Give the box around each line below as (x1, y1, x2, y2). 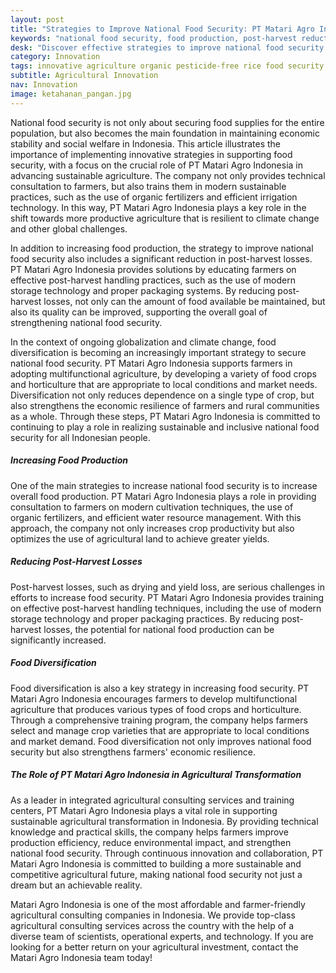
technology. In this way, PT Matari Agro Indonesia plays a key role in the (10, 201, 307, 213)
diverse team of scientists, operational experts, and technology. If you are (10, 930, 314, 942)
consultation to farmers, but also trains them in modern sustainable (10, 180, 287, 192)
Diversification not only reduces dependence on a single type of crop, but (10, 389, 315, 401)
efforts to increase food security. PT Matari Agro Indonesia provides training (10, 591, 325, 603)
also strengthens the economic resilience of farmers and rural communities (10, 399, 320, 411)
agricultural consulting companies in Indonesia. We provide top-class (10, 909, 296, 921)
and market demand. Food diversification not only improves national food (10, 735, 312, 747)
